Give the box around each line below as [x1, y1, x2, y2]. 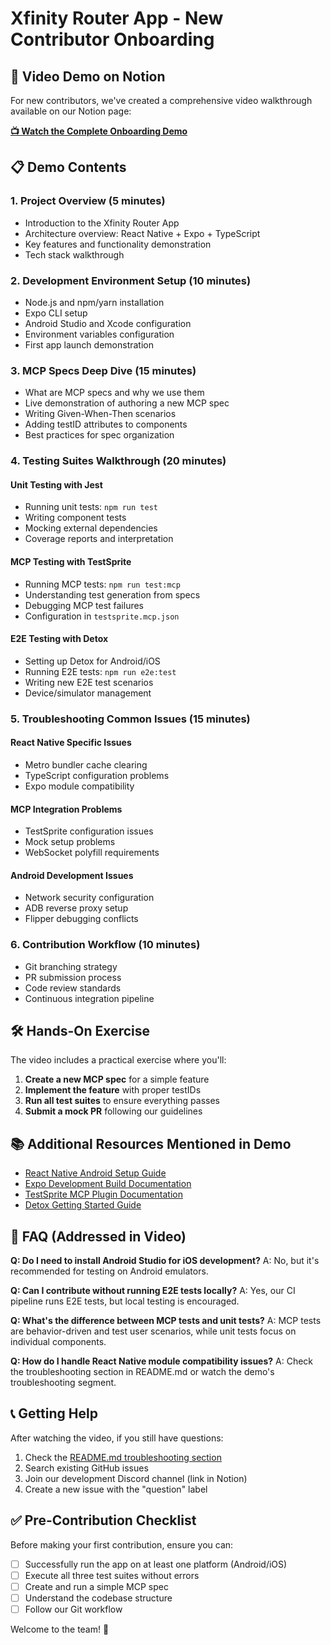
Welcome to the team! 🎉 [10, 1623, 110, 1636]
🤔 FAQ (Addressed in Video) [10, 1228, 187, 1245]
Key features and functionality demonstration [24, 238, 212, 250]
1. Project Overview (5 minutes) [10, 194, 166, 208]
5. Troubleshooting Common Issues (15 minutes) [10, 712, 251, 726]
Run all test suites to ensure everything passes [24, 1095, 221, 1107]
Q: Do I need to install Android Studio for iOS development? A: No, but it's [10, 1255, 320, 1267]
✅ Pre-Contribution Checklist [10, 1512, 197, 1529]
